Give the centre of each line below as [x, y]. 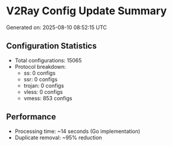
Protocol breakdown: [40, 66]
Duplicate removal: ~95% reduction [58, 137]
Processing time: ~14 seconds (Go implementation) [78, 131]
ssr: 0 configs [40, 79]
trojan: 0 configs [44, 85]
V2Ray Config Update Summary [86, 11]
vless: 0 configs [43, 92]
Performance [31, 117]
